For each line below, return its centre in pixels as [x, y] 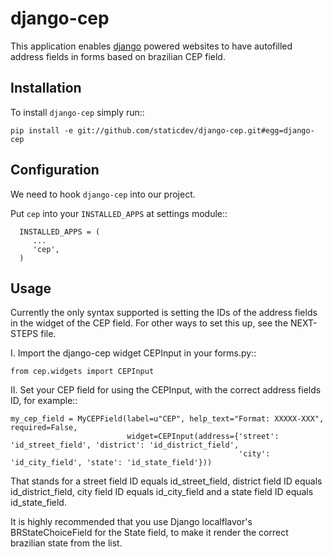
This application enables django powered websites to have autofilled [151, 46]
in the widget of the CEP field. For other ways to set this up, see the [149, 323]
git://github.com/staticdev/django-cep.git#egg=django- [196, 130]
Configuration [55, 170]
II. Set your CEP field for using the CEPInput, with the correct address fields [166, 390]
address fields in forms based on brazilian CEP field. [118, 56]
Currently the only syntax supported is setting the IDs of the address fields [164, 313]
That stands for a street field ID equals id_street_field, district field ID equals [166, 481]
